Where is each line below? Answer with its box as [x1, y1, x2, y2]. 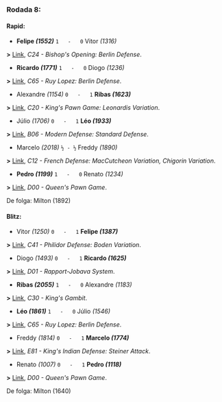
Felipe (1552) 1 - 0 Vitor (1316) [16, 37, 117, 45]
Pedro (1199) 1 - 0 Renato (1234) [16, 170, 124, 178]
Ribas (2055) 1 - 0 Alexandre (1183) [16, 281, 132, 289]
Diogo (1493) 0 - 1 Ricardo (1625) [16, 254, 127, 262]
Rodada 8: [6, 5, 42, 14]
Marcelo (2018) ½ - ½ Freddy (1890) [16, 143, 118, 152]
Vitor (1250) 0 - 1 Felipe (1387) [16, 228, 118, 236]
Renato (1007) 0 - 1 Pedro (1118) [16, 360, 122, 368]
